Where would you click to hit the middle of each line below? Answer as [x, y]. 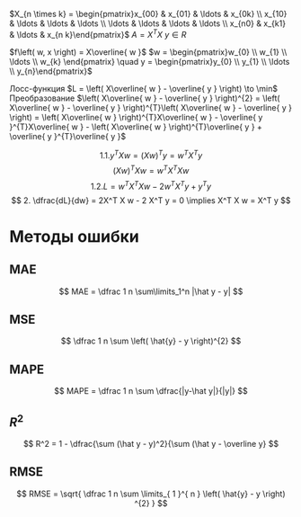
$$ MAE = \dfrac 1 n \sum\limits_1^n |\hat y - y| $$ [151, 291]
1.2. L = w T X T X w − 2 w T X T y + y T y [151, 185]
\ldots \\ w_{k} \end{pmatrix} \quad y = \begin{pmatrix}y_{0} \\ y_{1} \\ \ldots [150, 61]
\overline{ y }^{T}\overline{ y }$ [68, 136]
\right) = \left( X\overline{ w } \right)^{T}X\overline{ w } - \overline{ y [136, 117]
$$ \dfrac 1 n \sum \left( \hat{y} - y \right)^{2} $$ [151, 341]
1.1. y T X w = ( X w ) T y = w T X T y [151, 155]
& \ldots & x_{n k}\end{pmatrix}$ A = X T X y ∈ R [98, 34]
